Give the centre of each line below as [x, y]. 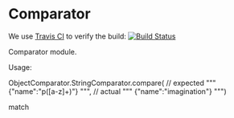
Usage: [20, 67]
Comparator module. [43, 51]
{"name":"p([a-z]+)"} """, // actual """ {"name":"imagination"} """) [117, 91]
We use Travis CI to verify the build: [68, 36]
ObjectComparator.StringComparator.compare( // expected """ [112, 83]
